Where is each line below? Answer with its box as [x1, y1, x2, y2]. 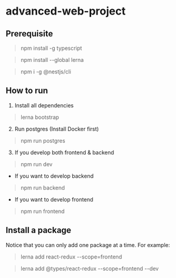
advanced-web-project [5, 4, 126, 18]
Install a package [5, 225, 72, 236]
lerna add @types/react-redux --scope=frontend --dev [20, 265, 159, 272]
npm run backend [20, 184, 65, 191]
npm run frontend [20, 208, 65, 215]
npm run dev [20, 160, 53, 168]
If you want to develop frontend [14, 195, 93, 203]
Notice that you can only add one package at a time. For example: [5, 241, 171, 248]
